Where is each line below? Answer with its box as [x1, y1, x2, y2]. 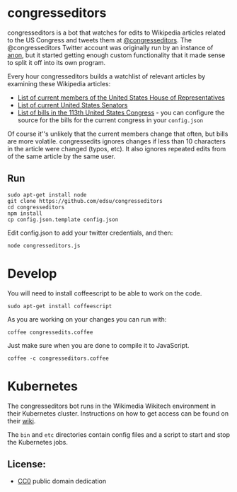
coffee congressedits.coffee [7, 329, 93, 336]
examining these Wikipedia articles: [7, 79, 111, 88]
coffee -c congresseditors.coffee [7, 355, 110, 362]
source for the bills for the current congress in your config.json [17, 115, 204, 124]
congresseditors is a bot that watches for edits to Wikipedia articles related [7, 28, 226, 37]
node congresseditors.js [7, 242, 81, 249]
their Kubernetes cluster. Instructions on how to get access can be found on [7, 409, 229, 418]
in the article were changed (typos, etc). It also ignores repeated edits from [7, 144, 226, 153]
